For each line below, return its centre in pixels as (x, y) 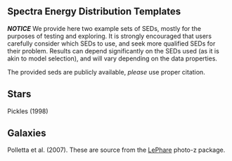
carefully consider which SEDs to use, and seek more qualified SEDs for (111, 43)
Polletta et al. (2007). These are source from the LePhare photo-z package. (116, 150)
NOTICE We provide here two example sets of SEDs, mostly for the (104, 28)
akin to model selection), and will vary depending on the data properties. (112, 58)
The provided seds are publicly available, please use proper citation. (106, 72)
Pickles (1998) (28, 111)
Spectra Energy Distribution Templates (94, 12)
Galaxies (27, 133)
